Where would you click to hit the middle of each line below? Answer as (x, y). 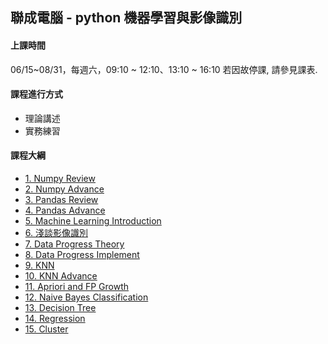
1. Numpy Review (60, 178)
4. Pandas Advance (65, 210)
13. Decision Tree (60, 307)
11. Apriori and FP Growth (77, 286)
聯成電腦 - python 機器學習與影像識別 (126, 18)
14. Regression (55, 318)
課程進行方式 (36, 94)
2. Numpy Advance (64, 189)
